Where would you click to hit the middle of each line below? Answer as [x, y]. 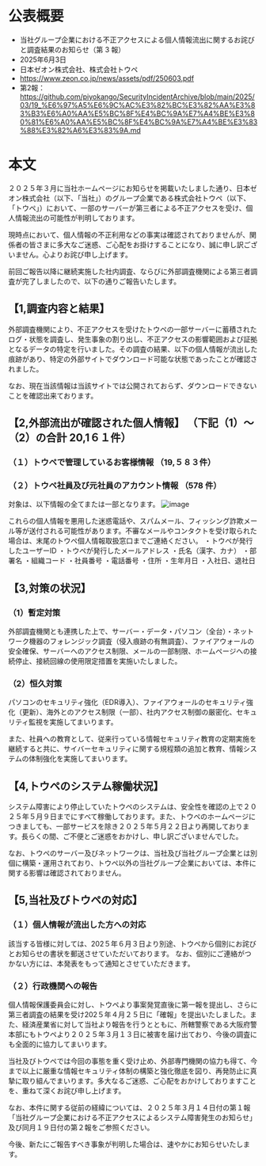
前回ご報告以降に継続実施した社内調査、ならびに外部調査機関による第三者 [129, 271]
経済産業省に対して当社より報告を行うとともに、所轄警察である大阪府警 [139, 1025]
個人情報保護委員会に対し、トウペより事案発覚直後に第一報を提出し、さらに [133, 1005]
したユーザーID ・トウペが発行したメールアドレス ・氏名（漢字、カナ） [125, 551]
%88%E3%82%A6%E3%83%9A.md [80, 130]
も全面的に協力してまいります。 [60, 1044]
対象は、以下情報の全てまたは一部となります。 [84, 505]
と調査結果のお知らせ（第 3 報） [72, 49]
